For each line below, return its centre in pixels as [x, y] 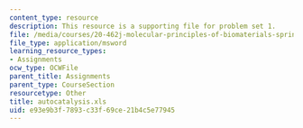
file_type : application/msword [68, 43]
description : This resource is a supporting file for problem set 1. [143, 26]
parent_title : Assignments [60, 77]
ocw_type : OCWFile [44, 69]
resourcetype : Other [48, 93]
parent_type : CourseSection [62, 85]
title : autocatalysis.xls [58, 101]
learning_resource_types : [58, 51]
